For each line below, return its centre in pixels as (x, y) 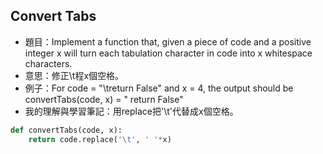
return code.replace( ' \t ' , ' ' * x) (100, 139)
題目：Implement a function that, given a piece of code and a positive (168, 41)
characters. (48, 63)
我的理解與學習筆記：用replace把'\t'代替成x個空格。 (131, 111)
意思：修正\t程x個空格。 (74, 75)
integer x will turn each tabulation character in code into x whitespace (168, 53)
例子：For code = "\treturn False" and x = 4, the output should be (159, 88)
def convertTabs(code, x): (66, 130)
